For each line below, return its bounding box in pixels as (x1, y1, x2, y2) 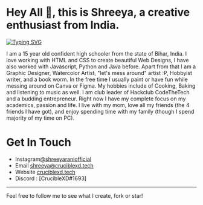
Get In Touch (6, 135, 71, 149)
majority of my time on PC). (6, 114, 74, 122)
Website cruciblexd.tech (14, 168, 76, 175)
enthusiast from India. (6, 18, 120, 32)
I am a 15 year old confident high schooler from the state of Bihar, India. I (6, 50, 187, 57)
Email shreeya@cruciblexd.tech (14, 161, 94, 169)
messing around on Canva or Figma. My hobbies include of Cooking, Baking (6, 82, 196, 89)
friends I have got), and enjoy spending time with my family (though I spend (6, 108, 195, 115)
